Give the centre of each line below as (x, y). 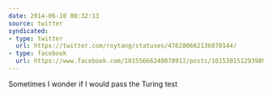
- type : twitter (36, 38)
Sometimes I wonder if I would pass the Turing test (93, 84)
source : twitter (36, 23)
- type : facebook (38, 53)
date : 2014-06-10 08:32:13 (54, 16)
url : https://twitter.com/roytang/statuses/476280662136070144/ (126, 46)
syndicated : (28, 31)
